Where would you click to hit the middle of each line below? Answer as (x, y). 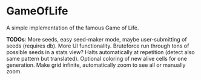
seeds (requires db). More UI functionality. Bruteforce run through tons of (98, 46)
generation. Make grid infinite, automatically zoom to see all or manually (96, 65)
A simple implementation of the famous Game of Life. (73, 28)
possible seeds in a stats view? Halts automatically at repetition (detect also (100, 52)
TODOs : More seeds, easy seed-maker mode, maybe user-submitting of (97, 39)
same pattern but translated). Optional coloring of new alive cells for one (97, 58)
